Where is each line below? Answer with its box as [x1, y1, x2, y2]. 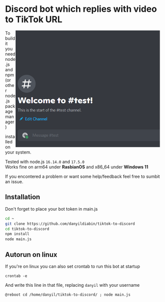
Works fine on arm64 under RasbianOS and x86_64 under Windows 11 [5, 164, 149, 170]
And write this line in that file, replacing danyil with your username [5, 282, 140, 288]
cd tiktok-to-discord [5, 226, 50, 231]
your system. [5, 149, 32, 155]
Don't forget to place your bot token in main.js [5, 206, 98, 212]
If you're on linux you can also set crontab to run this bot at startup [5, 263, 140, 269]
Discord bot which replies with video [5, 3, 157, 15]
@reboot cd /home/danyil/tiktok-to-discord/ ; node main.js [5, 292, 131, 297]
